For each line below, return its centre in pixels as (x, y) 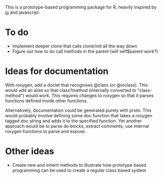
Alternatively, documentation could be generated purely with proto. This (78, 110)
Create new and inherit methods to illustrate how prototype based (79, 165)
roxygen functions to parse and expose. (46, 131)
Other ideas (30, 152)
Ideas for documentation (57, 71)
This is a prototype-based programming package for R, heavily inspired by (81, 7)
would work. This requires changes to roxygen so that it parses (90, 95)
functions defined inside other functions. (46, 100)
